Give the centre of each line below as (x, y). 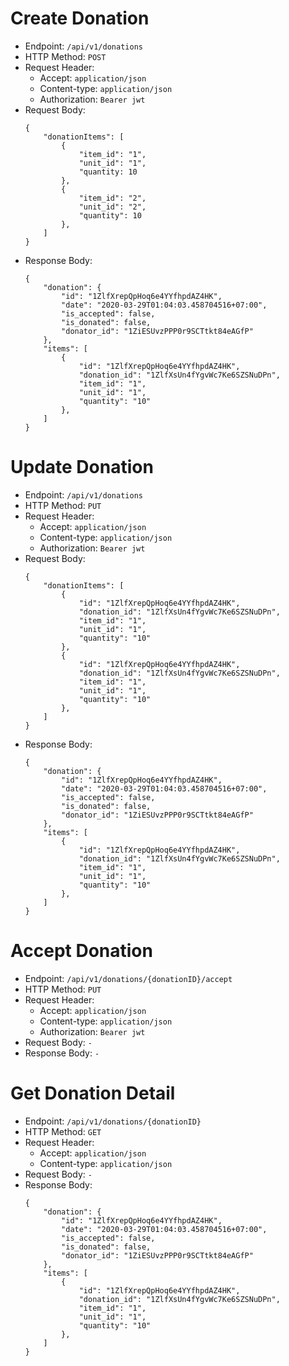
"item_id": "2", (112, 198)
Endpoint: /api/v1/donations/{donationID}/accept (128, 978)
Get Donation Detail (93, 1093)
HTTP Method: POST (65, 56)
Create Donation (80, 18)
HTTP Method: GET (63, 1131)
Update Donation (82, 467)
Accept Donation (81, 951)
